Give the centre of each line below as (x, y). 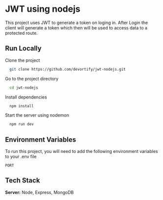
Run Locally (23, 48)
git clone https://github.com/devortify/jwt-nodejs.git (68, 69)
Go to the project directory (32, 78)
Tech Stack (23, 181)
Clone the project (23, 60)
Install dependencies (26, 97)
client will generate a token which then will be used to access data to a (76, 27)
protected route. (22, 33)
